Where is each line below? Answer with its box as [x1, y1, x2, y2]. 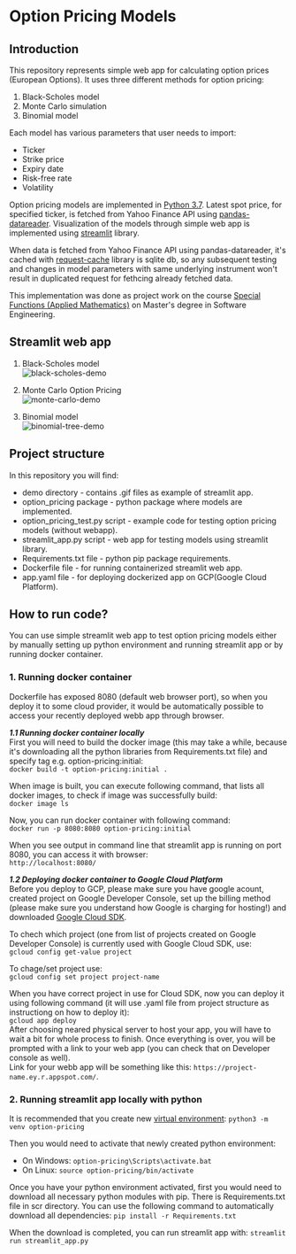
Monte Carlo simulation [21, 101, 108, 112]
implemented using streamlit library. [9, 228, 140, 238]
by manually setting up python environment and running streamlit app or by [9, 639, 284, 650]
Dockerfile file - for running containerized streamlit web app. [21, 562, 243, 573]
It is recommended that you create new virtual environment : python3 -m [9, 1113, 269, 1124]
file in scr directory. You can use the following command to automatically [9, 1201, 274, 1211]
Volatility [21, 182, 54, 192]
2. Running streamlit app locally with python [9, 1093, 203, 1105]
